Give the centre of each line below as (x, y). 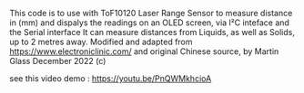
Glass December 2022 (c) (58, 61)
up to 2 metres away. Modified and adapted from (101, 42)
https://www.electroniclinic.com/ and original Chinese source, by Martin (144, 51)
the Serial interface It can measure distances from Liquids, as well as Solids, (152, 32)
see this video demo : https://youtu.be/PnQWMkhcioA (111, 79)
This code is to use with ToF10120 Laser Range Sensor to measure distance (151, 13)
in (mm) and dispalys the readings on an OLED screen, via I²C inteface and (149, 23)
